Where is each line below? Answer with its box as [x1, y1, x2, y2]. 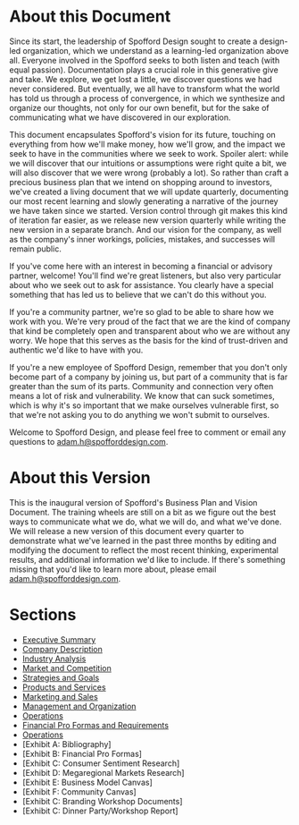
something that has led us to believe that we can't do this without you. [9, 289, 267, 300]
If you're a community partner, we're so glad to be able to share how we [9, 306, 274, 317]
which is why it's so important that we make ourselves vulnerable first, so [9, 400, 279, 411]
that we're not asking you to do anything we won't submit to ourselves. [9, 409, 270, 420]
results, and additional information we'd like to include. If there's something [9, 554, 286, 565]
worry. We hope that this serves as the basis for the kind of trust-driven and [9, 335, 288, 345]
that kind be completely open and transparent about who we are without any [9, 325, 291, 336]
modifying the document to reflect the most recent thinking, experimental [9, 544, 279, 556]
